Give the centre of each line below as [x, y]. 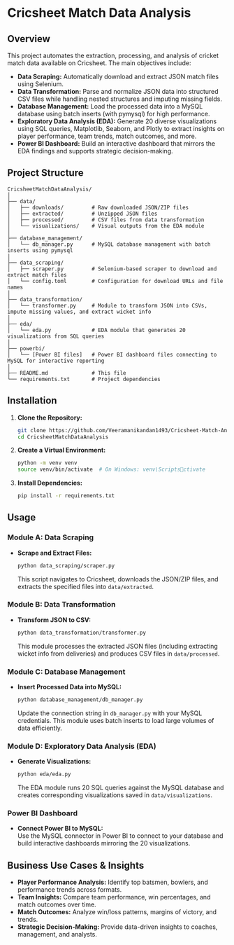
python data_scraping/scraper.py [66, 565]
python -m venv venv [47, 463]
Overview [29, 39]
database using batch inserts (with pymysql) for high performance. [114, 114]
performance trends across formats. [70, 890]
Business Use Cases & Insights [76, 865]
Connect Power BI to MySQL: [60, 829]
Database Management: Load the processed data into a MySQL [110, 106]
